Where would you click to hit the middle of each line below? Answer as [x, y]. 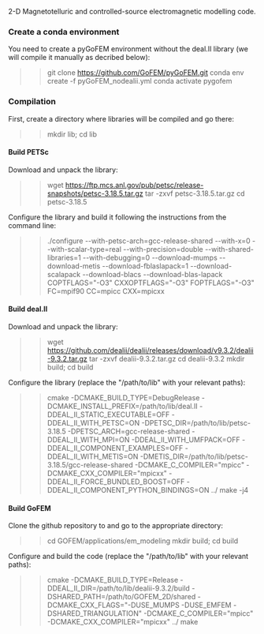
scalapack [64, 274]
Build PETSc [28, 152]
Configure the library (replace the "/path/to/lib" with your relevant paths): [127, 383]
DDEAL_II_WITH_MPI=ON [88, 440]
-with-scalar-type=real [84, 249]
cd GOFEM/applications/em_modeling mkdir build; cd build [143, 541]
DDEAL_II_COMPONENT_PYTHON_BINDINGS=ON [128, 490]
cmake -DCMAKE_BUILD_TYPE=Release [113, 580]
